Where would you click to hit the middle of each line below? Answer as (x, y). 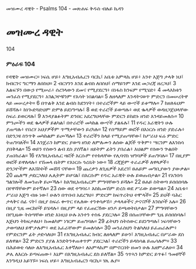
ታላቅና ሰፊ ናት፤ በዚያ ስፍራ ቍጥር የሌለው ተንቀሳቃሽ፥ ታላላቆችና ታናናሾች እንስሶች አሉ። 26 (96, 201)
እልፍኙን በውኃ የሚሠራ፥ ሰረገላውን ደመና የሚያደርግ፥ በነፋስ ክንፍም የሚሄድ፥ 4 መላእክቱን (94, 90)
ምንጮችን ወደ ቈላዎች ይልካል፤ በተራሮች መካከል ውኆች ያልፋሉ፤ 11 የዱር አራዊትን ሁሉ (90, 123)
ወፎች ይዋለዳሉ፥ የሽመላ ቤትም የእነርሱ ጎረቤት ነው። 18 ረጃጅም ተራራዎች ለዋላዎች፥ (88, 162)
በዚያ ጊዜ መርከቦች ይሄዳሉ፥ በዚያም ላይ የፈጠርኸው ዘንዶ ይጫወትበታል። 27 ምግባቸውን (92, 208)
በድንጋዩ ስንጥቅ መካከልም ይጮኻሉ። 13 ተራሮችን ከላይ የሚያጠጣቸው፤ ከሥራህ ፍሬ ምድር (92, 136)
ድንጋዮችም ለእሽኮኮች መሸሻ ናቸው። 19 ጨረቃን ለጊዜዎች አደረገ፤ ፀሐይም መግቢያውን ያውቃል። (98, 169)
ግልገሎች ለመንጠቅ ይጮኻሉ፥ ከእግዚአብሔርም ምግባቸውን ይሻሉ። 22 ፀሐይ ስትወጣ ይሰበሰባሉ (97, 182)
